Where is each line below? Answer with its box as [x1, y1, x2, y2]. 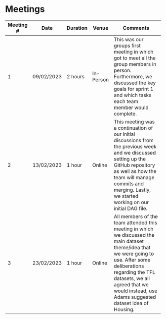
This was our [113, 36, 144, 43]
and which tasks [113, 92, 152, 99]
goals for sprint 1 [113, 85, 154, 92]
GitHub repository [113, 161, 155, 168]
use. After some [113, 256, 151, 263]
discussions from [113, 137, 154, 144]
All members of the [113, 213, 158, 220]
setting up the [113, 155, 146, 162]
